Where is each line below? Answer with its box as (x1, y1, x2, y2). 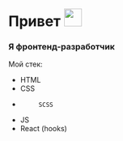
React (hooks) (19, 124, 67, 134)
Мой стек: (8, 59, 43, 69)
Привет (8, 12, 61, 31)
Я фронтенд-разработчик (8, 41, 115, 53)
